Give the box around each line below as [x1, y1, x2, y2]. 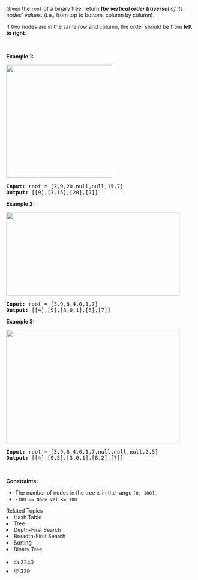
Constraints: [6, 478, 38, 484]
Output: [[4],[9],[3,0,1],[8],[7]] [6, 307, 111, 313]
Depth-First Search [14, 526, 61, 533]
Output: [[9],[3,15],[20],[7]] [6, 189, 98, 196]
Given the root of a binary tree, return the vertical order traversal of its [6, 5, 184, 12]
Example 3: [6, 318, 35, 325]
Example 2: [6, 200, 35, 207]
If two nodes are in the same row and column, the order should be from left [6, 23, 193, 30]
